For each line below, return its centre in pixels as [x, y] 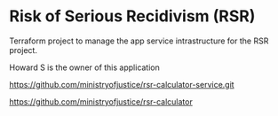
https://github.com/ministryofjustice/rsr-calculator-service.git [122, 84]
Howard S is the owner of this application [84, 67]
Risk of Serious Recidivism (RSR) [132, 16]
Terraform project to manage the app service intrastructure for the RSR [139, 41]
